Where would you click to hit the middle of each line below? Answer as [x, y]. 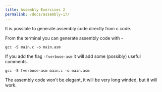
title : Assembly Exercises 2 [35, 10]
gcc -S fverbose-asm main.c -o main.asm [48, 70]
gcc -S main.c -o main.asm [33, 47]
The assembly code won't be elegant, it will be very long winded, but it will [81, 80]
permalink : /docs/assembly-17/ [37, 14]
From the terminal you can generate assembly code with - [64, 38]
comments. [17, 61]
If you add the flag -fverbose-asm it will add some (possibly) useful [73, 56]
